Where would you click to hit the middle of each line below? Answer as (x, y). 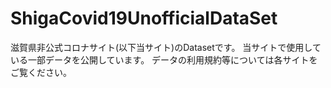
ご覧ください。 (41, 72)
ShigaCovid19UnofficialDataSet (144, 18)
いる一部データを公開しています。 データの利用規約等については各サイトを (164, 59)
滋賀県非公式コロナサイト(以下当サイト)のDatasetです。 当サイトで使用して (166, 47)
